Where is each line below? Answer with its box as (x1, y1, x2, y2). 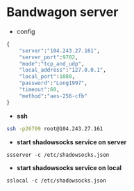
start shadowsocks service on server (16, 137, 127, 146)
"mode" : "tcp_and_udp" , (19, 60, 85, 67)
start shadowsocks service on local (16, 163, 122, 171)
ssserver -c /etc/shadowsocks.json (6, 151, 110, 158)
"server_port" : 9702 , (19, 54, 78, 61)
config (16, 27, 35, 36)
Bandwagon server (6, 4, 119, 20)
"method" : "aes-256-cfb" (19, 92, 88, 100)
